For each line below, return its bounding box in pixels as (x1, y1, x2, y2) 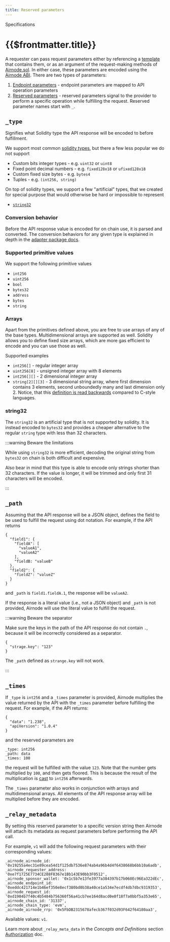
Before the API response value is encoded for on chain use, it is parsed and (5, 226, 163, 232)
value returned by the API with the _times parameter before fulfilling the (5, 700, 155, 706)
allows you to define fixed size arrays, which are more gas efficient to (5, 338, 150, 344)
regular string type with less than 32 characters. (5, 430, 107, 436)
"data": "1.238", (10, 719, 47, 724)
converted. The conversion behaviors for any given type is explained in (5, 231, 153, 237)
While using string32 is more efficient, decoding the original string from (5, 449, 155, 456)
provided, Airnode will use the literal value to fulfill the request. (5, 605, 136, 611)
